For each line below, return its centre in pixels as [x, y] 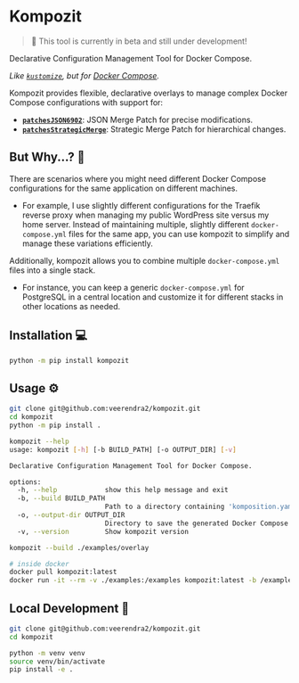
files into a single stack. [53, 270]
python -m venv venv [48, 653]
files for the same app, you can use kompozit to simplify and [179, 234]
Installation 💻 [48, 336]
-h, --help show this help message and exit [123, 490]
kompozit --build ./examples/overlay [79, 547]
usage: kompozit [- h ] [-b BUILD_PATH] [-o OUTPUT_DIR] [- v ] [123, 449]
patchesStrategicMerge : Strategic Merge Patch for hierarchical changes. [154, 129]
